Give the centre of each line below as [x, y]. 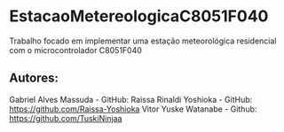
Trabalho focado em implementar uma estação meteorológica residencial [143, 41]
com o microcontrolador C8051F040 [75, 50]
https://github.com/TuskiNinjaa [66, 118]
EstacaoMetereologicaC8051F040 [139, 16]
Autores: [34, 78]
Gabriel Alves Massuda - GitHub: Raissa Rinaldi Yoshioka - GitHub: [131, 99]
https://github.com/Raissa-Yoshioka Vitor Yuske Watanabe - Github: [133, 109]
